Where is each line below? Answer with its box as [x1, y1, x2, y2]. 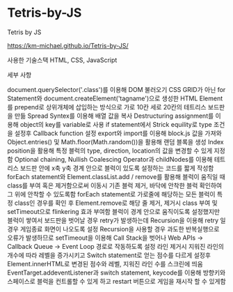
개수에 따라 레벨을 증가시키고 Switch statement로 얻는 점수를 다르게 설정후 [7, 251, 211, 259]
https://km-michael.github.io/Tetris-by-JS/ [7, 41, 129, 49]
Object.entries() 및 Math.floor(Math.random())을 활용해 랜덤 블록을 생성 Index [7, 137, 224, 146]
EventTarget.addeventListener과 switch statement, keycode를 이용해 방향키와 [7, 268, 226, 277]
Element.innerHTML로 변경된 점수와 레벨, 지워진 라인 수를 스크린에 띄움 [7, 259, 203, 268]
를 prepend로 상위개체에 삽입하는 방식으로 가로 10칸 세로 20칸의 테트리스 [7, 102, 207, 111]
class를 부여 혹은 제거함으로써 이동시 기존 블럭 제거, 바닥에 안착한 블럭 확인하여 [7, 181, 223, 190]
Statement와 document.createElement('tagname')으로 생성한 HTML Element [7, 94, 223, 102]
